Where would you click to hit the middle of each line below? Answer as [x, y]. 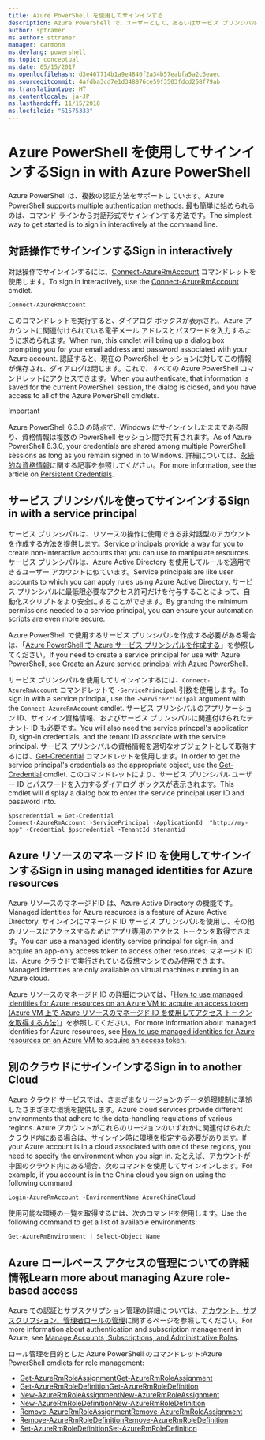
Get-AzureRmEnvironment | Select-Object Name [84, 1237]
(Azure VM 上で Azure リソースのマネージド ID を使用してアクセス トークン [130, 1013]
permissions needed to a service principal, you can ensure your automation [131, 610]
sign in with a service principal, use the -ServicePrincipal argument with [127, 698]
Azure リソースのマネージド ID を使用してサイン [125, 855]
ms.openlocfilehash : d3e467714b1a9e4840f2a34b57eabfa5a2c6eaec [114, 74]
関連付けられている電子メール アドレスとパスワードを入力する [144, 330]
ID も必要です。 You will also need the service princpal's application [140, 728]
